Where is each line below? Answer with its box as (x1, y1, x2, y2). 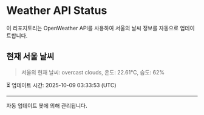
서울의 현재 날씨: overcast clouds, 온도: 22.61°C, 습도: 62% (21, 68, 165, 76)
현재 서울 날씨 (6, 51, 55, 62)
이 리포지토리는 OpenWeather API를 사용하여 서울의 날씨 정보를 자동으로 (6, 24, 179, 31)
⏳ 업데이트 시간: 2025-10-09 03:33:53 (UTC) (6, 81, 117, 88)
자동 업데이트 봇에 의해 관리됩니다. (6, 102, 87, 109)
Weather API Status (6, 4, 107, 18)
